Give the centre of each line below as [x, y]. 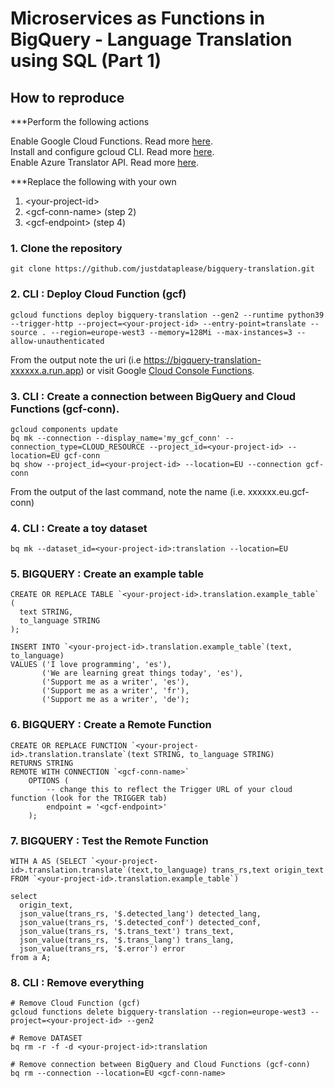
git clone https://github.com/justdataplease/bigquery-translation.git [162, 269]
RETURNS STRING [42, 763]
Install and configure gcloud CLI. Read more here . [112, 151]
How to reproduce [67, 97]
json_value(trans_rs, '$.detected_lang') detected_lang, [140, 914]
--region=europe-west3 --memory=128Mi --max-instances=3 [171, 332]
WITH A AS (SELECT [48, 862]
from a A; [31, 958]
